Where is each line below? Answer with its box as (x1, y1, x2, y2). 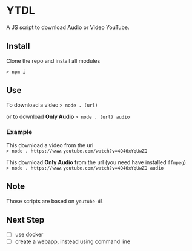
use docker (15, 230, 44, 238)
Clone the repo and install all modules (6, 57, 101, 64)
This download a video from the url (6, 141, 94, 148)
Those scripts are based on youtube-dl (6, 197, 104, 205)
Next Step (6, 215, 45, 225)
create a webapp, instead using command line (15, 238, 131, 245)
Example (6, 128, 33, 136)
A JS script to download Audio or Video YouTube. (6, 24, 130, 31)
